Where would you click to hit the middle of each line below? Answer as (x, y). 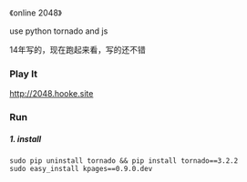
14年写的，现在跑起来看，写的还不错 (77, 50)
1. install (26, 138)
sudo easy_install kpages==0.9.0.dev (81, 169)
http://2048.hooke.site (51, 94)
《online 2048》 (36, 13)
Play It (24, 74)
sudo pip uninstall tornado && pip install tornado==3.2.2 (124, 161)
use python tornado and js (59, 31)
